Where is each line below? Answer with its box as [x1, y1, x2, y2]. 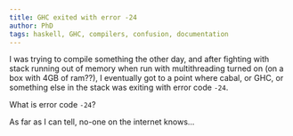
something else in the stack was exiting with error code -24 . [9, 82, 229, 93]
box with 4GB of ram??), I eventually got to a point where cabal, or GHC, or [9, 73, 284, 84]
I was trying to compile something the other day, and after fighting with [9, 54, 270, 65]
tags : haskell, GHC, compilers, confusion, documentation [9, 29, 229, 38]
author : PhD [9, 21, 53, 30]
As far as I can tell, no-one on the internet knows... [9, 116, 195, 127]
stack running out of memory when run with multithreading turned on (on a [9, 63, 284, 74]
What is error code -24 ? [9, 100, 96, 110]
